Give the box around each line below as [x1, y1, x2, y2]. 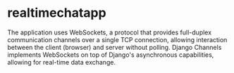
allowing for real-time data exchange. [7, 58, 116, 66]
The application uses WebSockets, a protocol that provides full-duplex [7, 28, 212, 36]
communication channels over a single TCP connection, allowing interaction [7, 35, 228, 44]
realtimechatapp [7, 5, 107, 21]
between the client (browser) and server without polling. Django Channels [7, 43, 222, 51]
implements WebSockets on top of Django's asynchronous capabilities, [7, 51, 214, 59]
